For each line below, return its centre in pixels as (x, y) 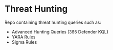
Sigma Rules (24, 42)
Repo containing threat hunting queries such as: (53, 22)
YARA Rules (23, 37)
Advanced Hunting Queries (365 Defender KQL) (60, 32)
